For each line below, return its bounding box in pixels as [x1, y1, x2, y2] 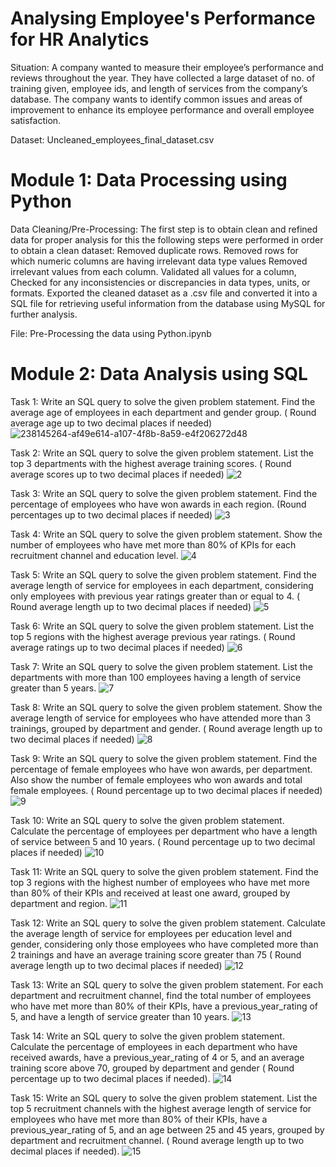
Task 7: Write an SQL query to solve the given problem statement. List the [10, 660, 313, 672]
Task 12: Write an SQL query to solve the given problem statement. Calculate [10, 917, 326, 929]
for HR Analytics [10, 28, 150, 51]
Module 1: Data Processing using [10, 169, 288, 192]
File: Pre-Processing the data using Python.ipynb [10, 327, 212, 339]
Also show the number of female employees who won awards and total [10, 773, 303, 786]
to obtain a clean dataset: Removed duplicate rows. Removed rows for [10, 244, 299, 256]
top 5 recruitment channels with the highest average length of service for [10, 1102, 312, 1114]
